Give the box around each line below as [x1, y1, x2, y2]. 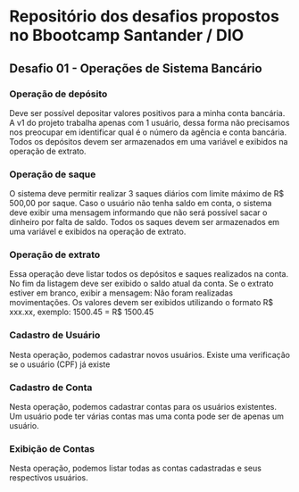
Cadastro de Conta [9, 381, 93, 394]
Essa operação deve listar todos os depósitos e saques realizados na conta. [9, 269, 288, 279]
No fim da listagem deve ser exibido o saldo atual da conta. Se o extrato [9, 279, 274, 289]
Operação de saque [9, 168, 96, 180]
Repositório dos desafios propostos [9, 6, 279, 27]
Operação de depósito [9, 88, 108, 100]
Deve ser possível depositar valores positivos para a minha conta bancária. [9, 107, 286, 118]
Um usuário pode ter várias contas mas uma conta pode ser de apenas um [9, 411, 284, 421]
